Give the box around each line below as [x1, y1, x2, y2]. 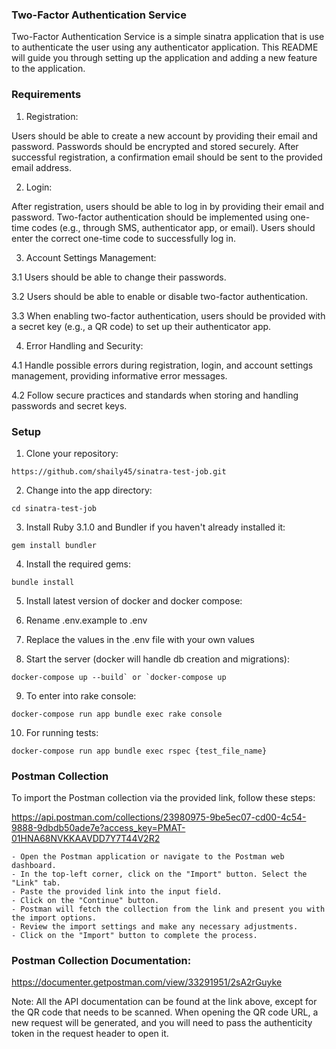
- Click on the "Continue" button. [11, 896, 160, 906]
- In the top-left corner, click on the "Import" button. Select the [11, 869, 308, 880]
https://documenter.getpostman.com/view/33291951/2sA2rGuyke [11, 976, 283, 988]
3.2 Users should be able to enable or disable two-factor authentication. [11, 290, 309, 302]
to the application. [11, 63, 86, 75]
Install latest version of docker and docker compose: [25, 594, 243, 607]
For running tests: [25, 726, 99, 738]
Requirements [11, 88, 82, 102]
